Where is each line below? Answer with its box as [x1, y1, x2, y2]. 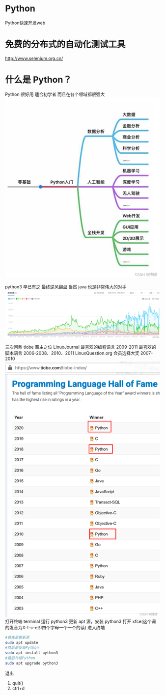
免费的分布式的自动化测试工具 [5, 39, 126, 50]
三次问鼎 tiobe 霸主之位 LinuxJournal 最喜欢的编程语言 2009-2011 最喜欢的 [5, 344, 156, 350]
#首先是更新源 [5, 635, 29, 640]
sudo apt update [5, 640, 38, 645]
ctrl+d [12, 685, 25, 691]
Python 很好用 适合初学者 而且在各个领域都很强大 [5, 91, 105, 97]
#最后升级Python [5, 656, 35, 661]
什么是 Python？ [5, 74, 72, 85]
